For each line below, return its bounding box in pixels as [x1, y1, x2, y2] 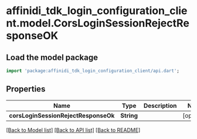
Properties [6, 84, 46, 94]
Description [143, 101, 177, 110]
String [120, 111, 138, 120]
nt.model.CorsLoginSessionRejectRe [6, 16, 189, 30]
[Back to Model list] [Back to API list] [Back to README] [6, 126, 141, 133]
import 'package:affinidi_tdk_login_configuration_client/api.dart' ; [6, 68, 180, 74]
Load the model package [6, 52, 98, 62]
